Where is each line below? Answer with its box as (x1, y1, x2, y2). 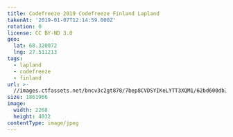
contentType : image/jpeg (7, 119, 79, 127)
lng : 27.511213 (13, 49, 58, 56)
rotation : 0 (7, 23, 42, 30)
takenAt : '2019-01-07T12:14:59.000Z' (7, 17, 116, 24)
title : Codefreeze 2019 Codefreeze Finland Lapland (7, 10, 159, 17)
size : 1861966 (7, 94, 49, 101)
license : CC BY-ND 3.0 (7, 29, 73, 37)
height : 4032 (13, 113, 51, 120)
